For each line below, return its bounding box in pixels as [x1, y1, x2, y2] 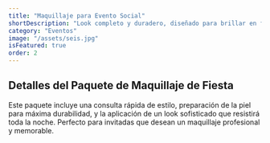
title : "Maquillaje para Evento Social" [8, 11, 146, 20]
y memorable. [8, 125, 55, 135]
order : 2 [8, 49, 38, 57]
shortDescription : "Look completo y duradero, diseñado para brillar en [8, 19, 257, 27]
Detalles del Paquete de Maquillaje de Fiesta [8, 79, 235, 92]
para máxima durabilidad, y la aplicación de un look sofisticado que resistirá [8, 108, 260, 118]
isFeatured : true [8, 42, 67, 50]
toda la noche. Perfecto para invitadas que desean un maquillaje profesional [8, 117, 260, 127]
